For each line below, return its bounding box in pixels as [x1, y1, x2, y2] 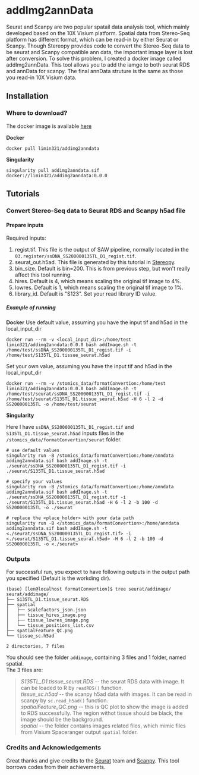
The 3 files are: [6, 667, 43, 674]
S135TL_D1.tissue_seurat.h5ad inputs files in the [6, 429, 124, 437]
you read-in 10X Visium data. [6, 74, 77, 81]
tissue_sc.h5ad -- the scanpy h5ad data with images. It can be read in [20, 691, 192, 698]
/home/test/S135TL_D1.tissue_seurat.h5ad [6, 352, 110, 359]
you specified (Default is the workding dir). [6, 575, 111, 582]
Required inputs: [6, 234, 46, 241]
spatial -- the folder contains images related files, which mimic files [20, 722, 186, 729]
